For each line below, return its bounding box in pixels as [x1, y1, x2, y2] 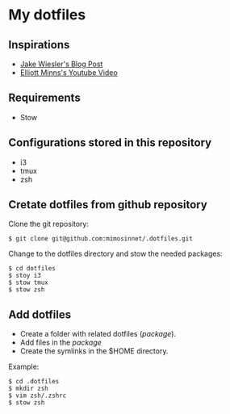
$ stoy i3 [8, 272, 42, 280]
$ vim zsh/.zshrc [8, 391, 67, 400]
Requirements [8, 91, 81, 105]
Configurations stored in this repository [8, 136, 212, 150]
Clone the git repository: [8, 220, 90, 229]
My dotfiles [8, 6, 86, 24]
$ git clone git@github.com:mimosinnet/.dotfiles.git [8, 235, 194, 243]
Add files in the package [19, 337, 102, 348]
